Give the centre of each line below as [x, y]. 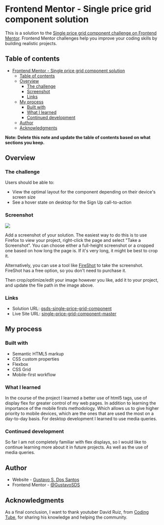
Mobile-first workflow [34, 374]
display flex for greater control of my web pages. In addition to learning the [81, 403]
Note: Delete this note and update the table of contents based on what [78, 137]
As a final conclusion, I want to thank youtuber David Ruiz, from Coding [77, 512]
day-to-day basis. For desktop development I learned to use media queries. [81, 419]
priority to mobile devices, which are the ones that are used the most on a [80, 414]
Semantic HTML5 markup [38, 354]
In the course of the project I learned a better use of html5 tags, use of [76, 398]
